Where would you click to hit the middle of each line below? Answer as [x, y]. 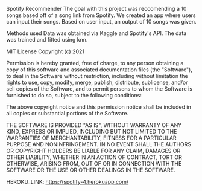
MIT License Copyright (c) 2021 [46, 51]
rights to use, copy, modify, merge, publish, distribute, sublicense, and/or [97, 82]
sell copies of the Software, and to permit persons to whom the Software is [99, 89]
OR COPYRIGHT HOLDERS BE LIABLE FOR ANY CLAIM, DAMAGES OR [93, 151]
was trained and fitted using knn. [47, 40]
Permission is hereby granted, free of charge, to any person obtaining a [95, 63]
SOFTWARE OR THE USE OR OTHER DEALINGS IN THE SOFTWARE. [91, 170]
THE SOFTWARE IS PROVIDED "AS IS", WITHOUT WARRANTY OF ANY [94, 125]
